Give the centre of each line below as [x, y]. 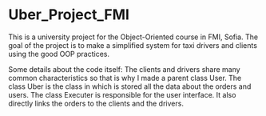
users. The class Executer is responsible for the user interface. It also [122, 94]
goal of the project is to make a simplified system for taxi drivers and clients [133, 45]
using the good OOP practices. [59, 54]
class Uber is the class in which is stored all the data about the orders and [130, 86]
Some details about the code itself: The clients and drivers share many [125, 69]
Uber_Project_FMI [69, 15]
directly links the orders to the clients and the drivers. [96, 103]
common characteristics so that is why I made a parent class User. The [125, 78]
